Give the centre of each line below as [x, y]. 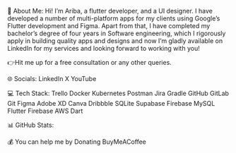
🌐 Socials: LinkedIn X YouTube [52, 79]
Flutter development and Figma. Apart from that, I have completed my [109, 26]
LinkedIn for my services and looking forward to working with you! [104, 48]
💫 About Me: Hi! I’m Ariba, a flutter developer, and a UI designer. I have [110, 11]
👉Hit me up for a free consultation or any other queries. [89, 62]
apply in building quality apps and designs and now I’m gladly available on [115, 41]
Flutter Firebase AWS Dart [45, 111]
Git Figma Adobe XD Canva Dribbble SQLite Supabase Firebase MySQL [111, 103]
